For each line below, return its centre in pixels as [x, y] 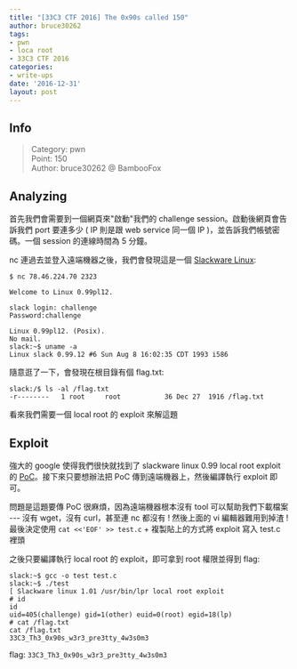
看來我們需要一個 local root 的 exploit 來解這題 [94, 415]
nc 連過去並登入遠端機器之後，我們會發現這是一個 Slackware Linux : [133, 260]
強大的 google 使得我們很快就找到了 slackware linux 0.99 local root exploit [145, 465]
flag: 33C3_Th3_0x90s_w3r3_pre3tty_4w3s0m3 [88, 654]
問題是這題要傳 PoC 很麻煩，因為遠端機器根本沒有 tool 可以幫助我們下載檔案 [149, 506]
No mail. [25, 339]
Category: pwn [58, 149]
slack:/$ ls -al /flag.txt [59, 389]
